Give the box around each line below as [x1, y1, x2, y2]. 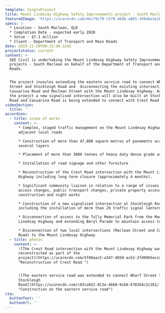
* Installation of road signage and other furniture [18, 161, 129, 166]
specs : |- [5, 21, 26, 26]
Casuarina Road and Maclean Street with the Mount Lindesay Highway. [9, 89, 155, 94]
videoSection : [5, 103, 34, 107]
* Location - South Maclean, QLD [9, 26, 78, 30]
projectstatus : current [5, 48, 54, 53]
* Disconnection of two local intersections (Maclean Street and [18, 228, 155, 233]
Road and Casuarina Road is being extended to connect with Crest [9, 98, 148, 103]
